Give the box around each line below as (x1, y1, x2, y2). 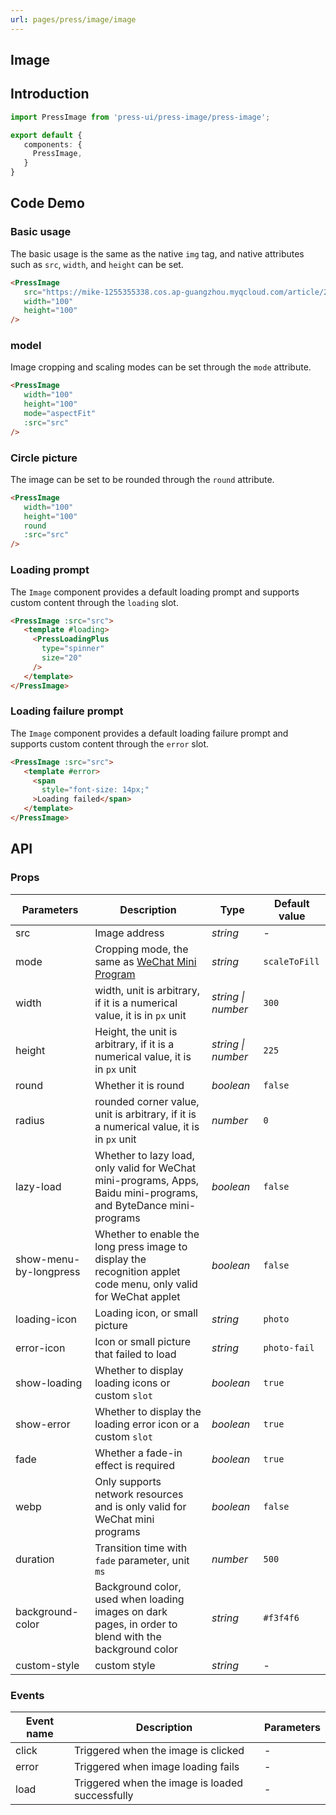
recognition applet (94, 1264, 181, 1278)
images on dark (94, 1604, 168, 1618)
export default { (10, 130, 83, 140)
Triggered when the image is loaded (74, 1776, 244, 1790)
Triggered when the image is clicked (74, 1743, 245, 1757)
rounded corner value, (94, 1094, 200, 1108)
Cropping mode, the (94, 942, 189, 956)
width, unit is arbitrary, (94, 983, 201, 997)
